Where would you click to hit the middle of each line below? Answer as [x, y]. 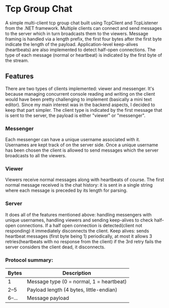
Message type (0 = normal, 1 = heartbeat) [77, 281]
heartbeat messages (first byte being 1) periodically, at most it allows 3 [79, 236]
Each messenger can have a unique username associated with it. [73, 140]
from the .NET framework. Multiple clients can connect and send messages [84, 28]
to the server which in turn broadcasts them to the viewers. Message [77, 33]
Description [77, 273]
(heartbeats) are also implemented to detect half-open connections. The [80, 50]
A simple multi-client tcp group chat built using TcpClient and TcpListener [82, 23]
